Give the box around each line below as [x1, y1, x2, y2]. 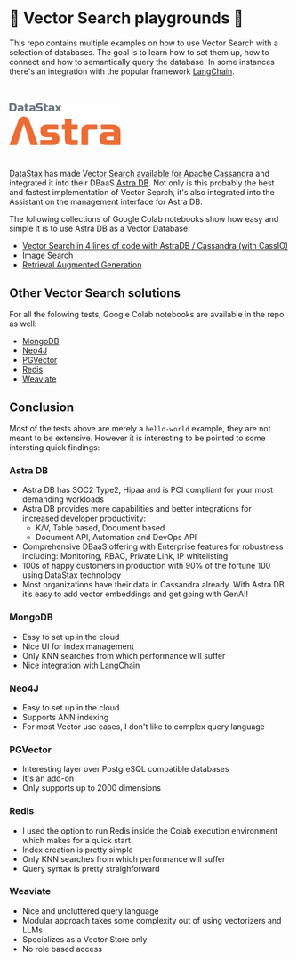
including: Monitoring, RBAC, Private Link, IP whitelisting [21, 551, 229, 562]
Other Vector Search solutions [9, 285, 181, 300]
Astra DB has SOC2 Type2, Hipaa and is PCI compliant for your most [21, 485, 274, 496]
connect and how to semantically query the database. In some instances [9, 56, 276, 67]
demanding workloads [21, 494, 105, 505]
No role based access [21, 943, 103, 954]
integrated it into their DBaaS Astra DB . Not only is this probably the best [9, 177, 275, 188]
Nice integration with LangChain [21, 660, 140, 670]
